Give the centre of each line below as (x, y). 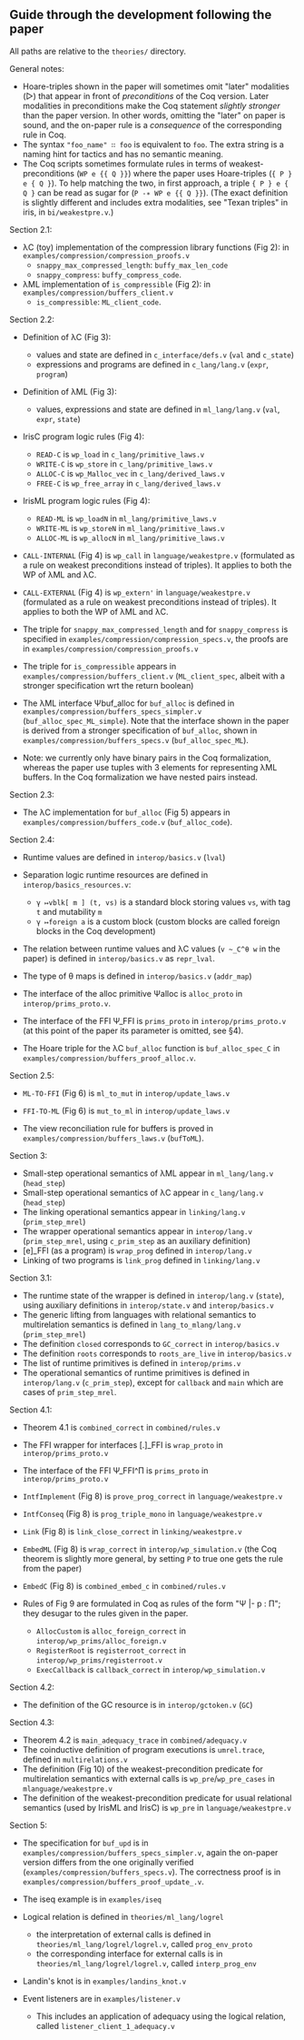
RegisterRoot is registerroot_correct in (111, 1650)
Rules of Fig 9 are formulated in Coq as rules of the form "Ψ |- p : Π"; (152, 1603)
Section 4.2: (32, 1687)
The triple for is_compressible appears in (99, 666)
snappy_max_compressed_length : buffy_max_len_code (132, 265)
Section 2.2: (32, 319)
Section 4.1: (31, 1410)
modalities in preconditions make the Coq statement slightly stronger (152, 106)
